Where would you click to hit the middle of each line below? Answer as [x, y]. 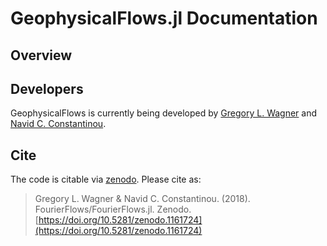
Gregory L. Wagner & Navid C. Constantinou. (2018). [142, 199]
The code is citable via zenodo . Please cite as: [106, 179]
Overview [41, 55]
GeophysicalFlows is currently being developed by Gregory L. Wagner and [164, 113]
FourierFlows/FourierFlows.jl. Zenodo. [113, 209]
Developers [47, 88]
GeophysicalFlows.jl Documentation [164, 18]
